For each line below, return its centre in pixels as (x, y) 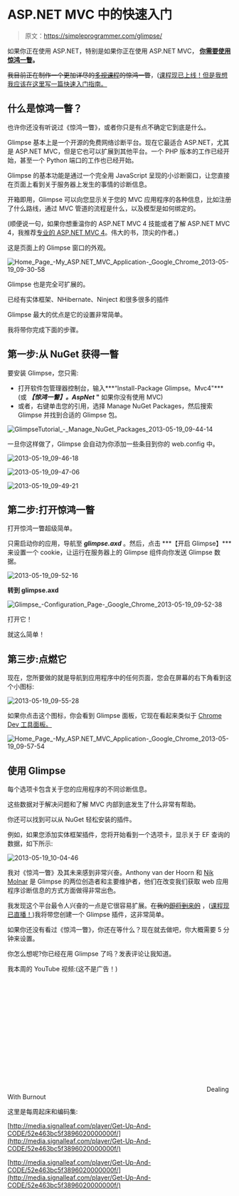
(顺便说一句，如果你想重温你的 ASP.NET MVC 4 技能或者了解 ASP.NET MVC (119, 223)
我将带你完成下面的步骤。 (45, 330)
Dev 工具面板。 (30, 724)
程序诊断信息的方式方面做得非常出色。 (63, 890)
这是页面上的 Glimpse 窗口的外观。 (59, 248)
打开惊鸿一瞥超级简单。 (42, 528)
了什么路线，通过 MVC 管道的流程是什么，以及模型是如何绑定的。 (103, 208)
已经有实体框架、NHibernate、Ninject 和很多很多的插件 (88, 299)
